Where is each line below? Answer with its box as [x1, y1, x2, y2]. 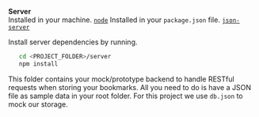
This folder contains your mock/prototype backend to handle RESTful [8, 74, 235, 84]
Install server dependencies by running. [8, 37, 138, 47]
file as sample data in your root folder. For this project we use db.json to [8, 91, 243, 100]
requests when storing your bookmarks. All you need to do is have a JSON [8, 82, 252, 92]
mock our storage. [8, 99, 69, 109]
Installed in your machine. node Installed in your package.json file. [8, 15, 220, 25]
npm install [18, 59, 59, 68]
